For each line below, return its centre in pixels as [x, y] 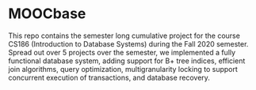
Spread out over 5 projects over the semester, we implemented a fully [122, 52]
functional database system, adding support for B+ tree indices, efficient [127, 61]
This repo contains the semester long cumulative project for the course [124, 36]
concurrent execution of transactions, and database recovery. [109, 77]
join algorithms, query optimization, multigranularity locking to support [123, 69]
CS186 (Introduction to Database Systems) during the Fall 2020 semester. [128, 43]
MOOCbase [47, 14]
